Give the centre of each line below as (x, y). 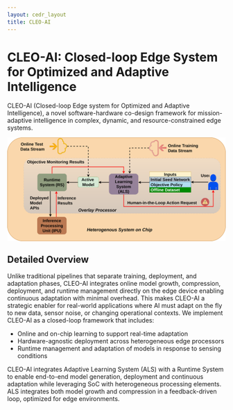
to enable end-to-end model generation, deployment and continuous (105, 376)
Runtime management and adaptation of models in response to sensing (119, 348)
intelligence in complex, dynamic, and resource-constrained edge (128, 121)
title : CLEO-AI (29, 22)
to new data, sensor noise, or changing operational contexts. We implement (115, 313)
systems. (20, 128)
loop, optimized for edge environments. (63, 398)
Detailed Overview (48, 259)
